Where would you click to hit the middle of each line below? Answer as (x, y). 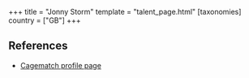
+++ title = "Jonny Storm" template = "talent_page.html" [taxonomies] (125, 12)
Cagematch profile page (60, 65)
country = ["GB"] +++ (45, 20)
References (38, 46)
